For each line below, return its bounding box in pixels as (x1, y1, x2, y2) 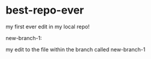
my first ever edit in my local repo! (5, 23, 90, 30)
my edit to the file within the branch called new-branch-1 (5, 45, 146, 53)
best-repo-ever (5, 4, 84, 17)
